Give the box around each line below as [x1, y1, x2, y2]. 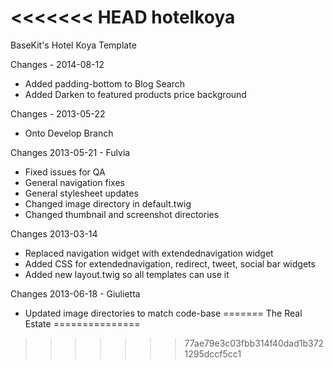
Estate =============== [24, 317, 141, 330]
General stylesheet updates [24, 187, 139, 199]
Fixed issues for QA [24, 166, 106, 178]
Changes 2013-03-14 [10, 227, 98, 240]
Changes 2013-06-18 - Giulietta [10, 287, 141, 300]
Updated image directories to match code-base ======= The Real [24, 307, 303, 319]
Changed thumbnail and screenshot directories [24, 208, 220, 220]
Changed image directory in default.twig [24, 197, 192, 210]
